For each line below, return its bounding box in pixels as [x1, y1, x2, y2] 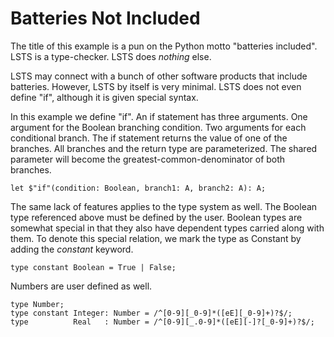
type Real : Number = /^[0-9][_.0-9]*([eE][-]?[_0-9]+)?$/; [10, 317, 315, 327]
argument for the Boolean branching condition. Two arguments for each [10, 121, 307, 133]
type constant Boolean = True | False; [10, 262, 177, 272]
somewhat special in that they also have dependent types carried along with [10, 222, 325, 234]
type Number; [10, 299, 65, 309]
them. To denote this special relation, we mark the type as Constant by [10, 232, 302, 244]
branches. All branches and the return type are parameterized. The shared [10, 142, 318, 154]
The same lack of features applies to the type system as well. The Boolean [10, 200, 318, 212]
